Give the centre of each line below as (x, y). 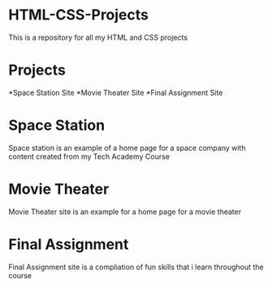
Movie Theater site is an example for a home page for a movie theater (125, 212)
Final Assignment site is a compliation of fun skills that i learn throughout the (136, 267)
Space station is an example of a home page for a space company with (127, 148)
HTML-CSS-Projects (78, 15)
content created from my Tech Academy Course (89, 156)
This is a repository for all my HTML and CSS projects (98, 37)
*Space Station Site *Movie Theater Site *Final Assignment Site (116, 92)
